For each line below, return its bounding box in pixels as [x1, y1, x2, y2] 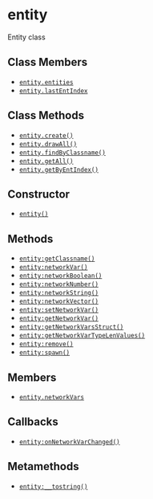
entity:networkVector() [18, 297, 99, 306]
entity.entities [18, 78, 74, 86]
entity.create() [18, 131, 74, 140]
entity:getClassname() [18, 255, 95, 263]
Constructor [7, 187, 70, 201]
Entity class [7, 32, 46, 42]
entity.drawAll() [18, 140, 78, 148]
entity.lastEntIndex [18, 87, 88, 95]
